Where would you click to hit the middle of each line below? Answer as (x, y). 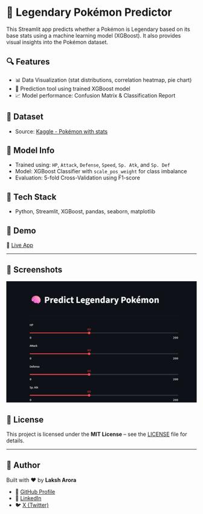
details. (15, 441)
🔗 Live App (20, 245)
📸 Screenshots (34, 270)
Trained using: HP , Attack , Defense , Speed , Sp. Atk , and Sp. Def (92, 165)
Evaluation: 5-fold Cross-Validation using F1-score (77, 178)
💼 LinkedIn (28, 498)
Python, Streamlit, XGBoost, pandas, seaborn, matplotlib (85, 212)
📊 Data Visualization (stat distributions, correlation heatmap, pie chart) (103, 80)
